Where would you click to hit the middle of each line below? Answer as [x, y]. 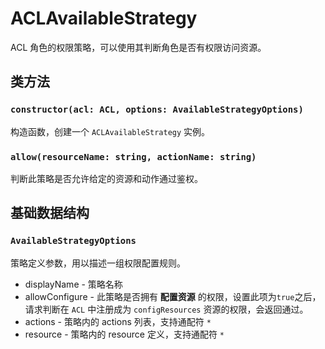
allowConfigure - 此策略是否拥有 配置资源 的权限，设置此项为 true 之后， [173, 296]
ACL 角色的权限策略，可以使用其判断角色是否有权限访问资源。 [138, 47]
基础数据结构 [50, 213]
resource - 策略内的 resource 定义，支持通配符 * [124, 334]
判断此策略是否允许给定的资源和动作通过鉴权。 [106, 178]
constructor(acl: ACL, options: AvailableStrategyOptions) [157, 110]
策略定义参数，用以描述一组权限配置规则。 [98, 263]
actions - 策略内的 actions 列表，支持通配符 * [118, 321]
